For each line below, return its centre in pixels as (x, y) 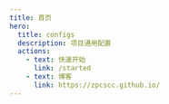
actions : (34, 52)
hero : (20, 26)
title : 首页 (30, 18)
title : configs (46, 34)
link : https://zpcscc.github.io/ (97, 85)
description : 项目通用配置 (65, 43)
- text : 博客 (49, 77)
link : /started (62, 69)
